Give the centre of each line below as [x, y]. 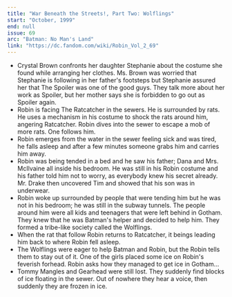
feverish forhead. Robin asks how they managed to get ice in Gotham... [118, 264]
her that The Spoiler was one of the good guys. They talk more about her [121, 88]
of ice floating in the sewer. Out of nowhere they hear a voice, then [112, 279]
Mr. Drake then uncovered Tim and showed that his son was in [106, 183]
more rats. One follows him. [56, 132]
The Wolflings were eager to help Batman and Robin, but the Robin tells [118, 249]
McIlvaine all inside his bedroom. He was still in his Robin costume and [118, 168]
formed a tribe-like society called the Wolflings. [85, 227]
